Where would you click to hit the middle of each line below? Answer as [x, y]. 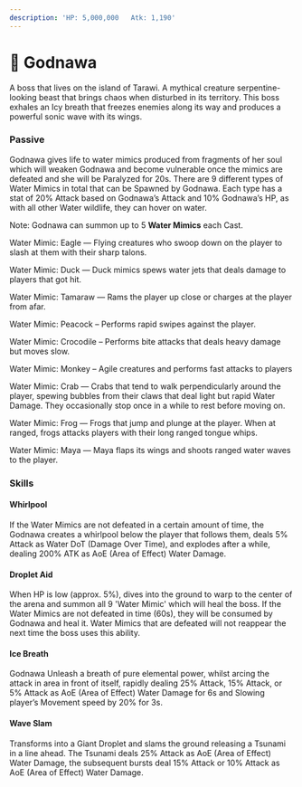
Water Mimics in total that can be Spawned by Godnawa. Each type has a [146, 188]
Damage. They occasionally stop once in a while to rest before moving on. [147, 405]
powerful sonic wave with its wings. [76, 116]
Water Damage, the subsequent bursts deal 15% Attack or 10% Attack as [145, 763]
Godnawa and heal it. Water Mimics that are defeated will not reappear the [148, 623]
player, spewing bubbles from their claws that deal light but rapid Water [142, 395]
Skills [22, 483]
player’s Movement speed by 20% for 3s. [86, 703]
